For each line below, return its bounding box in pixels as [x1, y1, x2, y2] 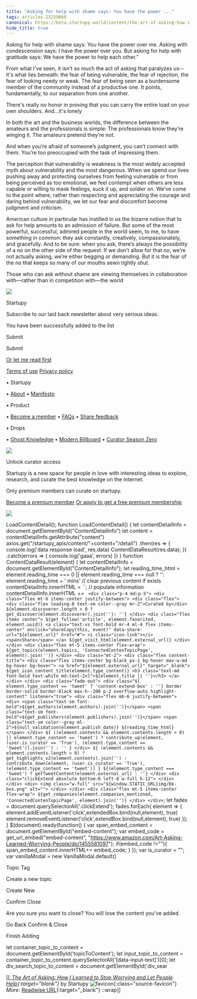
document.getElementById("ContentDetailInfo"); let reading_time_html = [6, 565, 181, 572]
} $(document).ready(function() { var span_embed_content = [6, 822, 153, 829]
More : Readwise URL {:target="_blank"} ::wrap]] [6, 987, 121, 994]
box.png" [6, 786, 28, 792]
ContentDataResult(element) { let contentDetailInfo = [6, 559, 134, 566]
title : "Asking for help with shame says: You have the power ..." [6, 8, 175, 15]
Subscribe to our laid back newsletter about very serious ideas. [6, 311, 159, 318]
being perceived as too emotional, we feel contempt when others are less [6, 179, 184, 186]
